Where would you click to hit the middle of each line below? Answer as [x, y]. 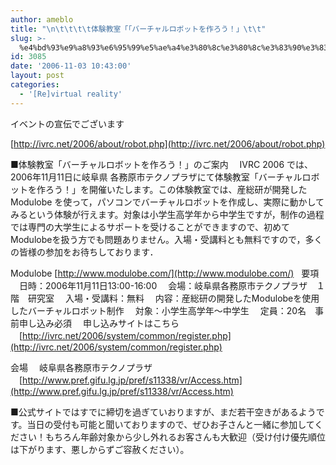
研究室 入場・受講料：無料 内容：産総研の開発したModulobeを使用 [173, 298]
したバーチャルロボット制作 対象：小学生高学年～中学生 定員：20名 [158, 310]
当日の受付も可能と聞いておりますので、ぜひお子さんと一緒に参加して [170, 424]
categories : [35, 85]
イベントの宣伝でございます [67, 123]
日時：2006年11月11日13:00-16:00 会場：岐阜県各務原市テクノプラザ [163, 285]
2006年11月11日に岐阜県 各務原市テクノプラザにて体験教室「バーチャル [156, 177]
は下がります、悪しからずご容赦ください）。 [100, 449]
